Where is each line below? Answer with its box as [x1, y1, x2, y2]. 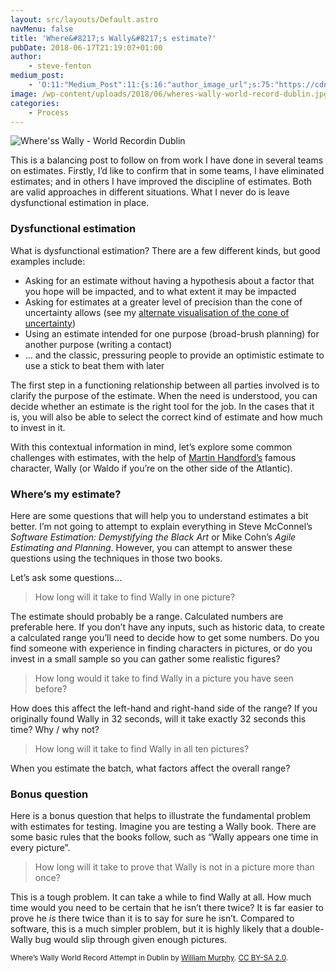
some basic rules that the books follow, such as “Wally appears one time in [10, 831, 319, 843]
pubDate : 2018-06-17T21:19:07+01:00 [10, 42, 163, 53]
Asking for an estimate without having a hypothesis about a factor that [24, 274, 315, 286]
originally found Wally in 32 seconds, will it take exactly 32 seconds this [10, 712, 307, 725]
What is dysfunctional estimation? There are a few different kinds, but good [10, 244, 321, 256]
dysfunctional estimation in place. [10, 197, 150, 209]
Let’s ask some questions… [10, 571, 123, 583]
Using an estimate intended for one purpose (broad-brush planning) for [24, 327, 320, 340]
